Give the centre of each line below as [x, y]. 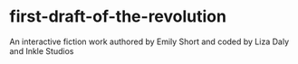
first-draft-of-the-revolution [118, 17]
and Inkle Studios [42, 50]
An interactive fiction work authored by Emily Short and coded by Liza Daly [149, 41]
